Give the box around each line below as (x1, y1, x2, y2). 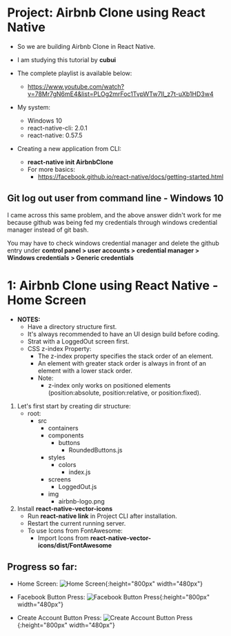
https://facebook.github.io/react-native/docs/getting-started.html (37, 172, 224, 181)
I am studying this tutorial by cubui (17, 55, 117, 63)
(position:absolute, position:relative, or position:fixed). (48, 388, 201, 397)
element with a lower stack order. (37, 366, 132, 375)
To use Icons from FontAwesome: (27, 526, 123, 535)
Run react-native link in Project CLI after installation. (27, 512, 177, 520)
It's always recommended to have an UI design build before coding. (27, 330, 220, 338)
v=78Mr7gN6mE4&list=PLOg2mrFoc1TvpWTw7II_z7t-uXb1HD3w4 (27, 90, 214, 98)
